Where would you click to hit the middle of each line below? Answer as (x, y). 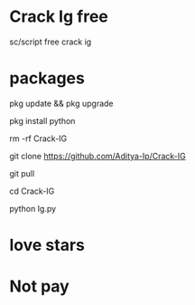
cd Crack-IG (32, 191)
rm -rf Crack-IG (38, 138)
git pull (22, 173)
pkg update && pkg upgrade (62, 103)
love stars (47, 245)
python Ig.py (33, 208)
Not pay (39, 286)
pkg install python (42, 120)
